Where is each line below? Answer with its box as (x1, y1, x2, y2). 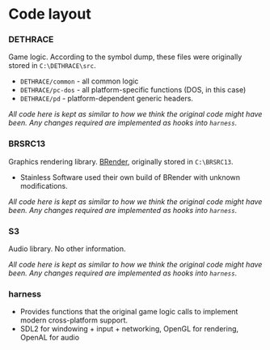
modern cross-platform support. (19, 315, 128, 325)
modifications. (19, 181, 69, 190)
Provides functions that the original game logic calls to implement (19, 307, 238, 317)
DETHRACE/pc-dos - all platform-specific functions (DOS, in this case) (19, 85, 247, 95)
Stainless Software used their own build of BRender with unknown (19, 172, 241, 182)
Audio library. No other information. (8, 244, 127, 254)
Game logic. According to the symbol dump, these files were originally (8, 52, 243, 62)
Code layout (8, 5, 91, 23)
